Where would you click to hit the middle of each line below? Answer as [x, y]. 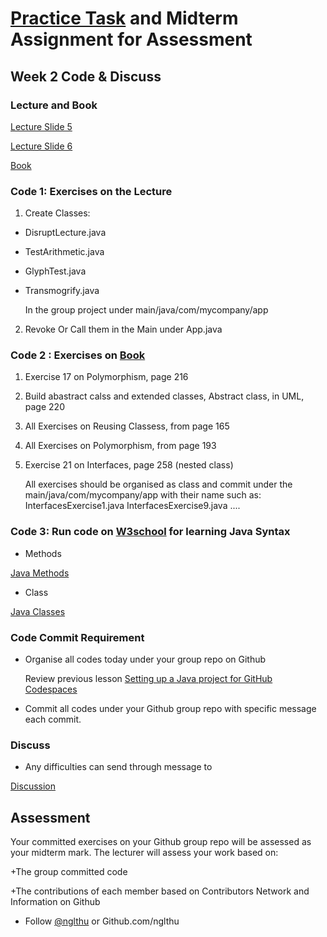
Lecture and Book [54, 105]
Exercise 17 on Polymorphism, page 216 [106, 377]
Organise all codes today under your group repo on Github [145, 659]
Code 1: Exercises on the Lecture [91, 191]
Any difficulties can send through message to [118, 767]
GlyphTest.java [55, 271]
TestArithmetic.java [64, 252]
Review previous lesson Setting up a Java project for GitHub [148, 679]
